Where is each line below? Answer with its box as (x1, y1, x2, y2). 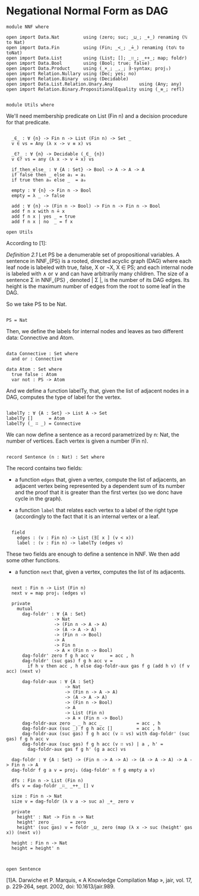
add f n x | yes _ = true (11, 213, 76, 220)
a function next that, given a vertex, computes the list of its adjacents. (14, 568, 186, 575)
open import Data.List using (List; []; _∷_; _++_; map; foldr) (6, 55, 187, 61)
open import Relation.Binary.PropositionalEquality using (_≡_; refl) (6, 86, 185, 92)
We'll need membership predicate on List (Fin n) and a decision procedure (6, 112, 188, 120)
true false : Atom (11, 371, 58, 377)
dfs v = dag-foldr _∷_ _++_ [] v (11, 782, 94, 789)
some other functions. (6, 556, 61, 563)
